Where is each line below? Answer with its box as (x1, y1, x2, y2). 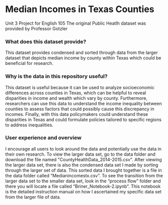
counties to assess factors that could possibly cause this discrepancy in (5, 106, 154, 112)
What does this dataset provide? (5, 38, 87, 45)
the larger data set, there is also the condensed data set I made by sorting (5, 162, 158, 168)
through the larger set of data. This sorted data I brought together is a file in (5, 167, 162, 173)
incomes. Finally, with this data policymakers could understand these (5, 111, 148, 117)
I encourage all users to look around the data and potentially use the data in (5, 146, 162, 152)
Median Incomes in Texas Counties (5, 4, 154, 15)
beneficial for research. (5, 60, 54, 66)
